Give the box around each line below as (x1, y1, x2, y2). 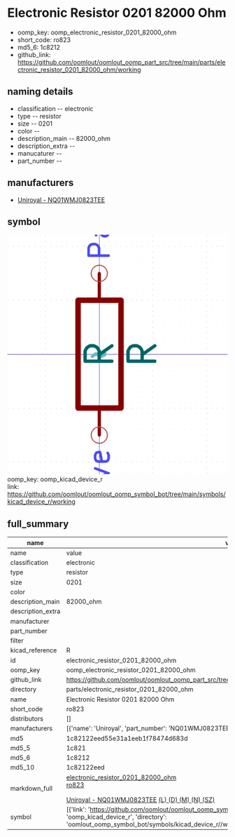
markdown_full (10, 784, 53, 793)
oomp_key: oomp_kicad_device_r (7, 475, 104, 483)
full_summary (7, 518, 69, 530)
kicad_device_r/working (7, 497, 76, 506)
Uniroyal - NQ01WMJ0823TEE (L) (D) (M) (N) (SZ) (66, 795, 215, 804)
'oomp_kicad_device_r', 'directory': (66, 812, 167, 821)
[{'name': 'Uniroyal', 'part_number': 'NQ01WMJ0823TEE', (66, 724, 234, 732)
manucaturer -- (17, 149, 62, 157)
